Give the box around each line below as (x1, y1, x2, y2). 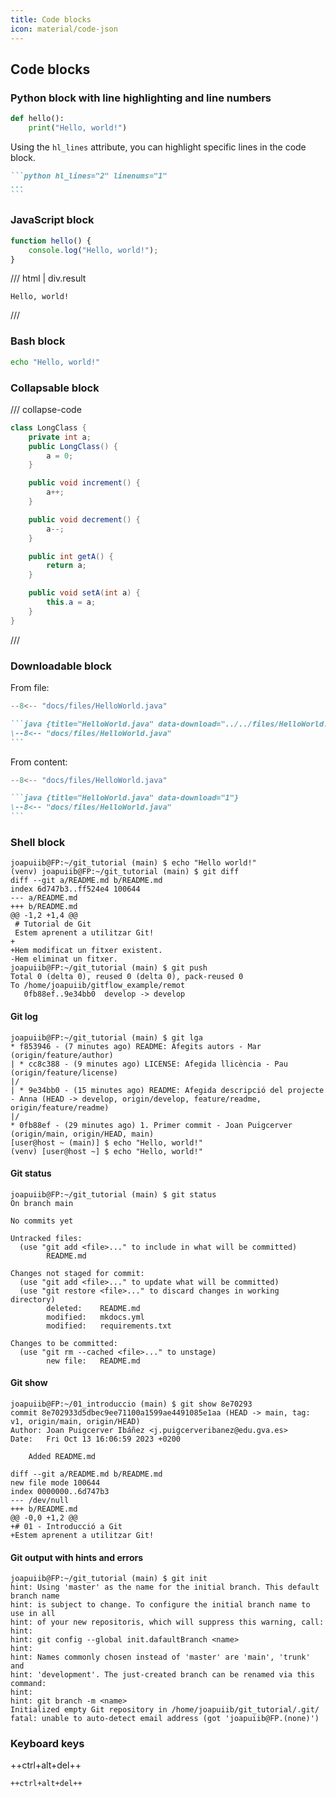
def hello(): (10, 114, 65, 124)
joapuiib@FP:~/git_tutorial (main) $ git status (10, 1189, 217, 1200)
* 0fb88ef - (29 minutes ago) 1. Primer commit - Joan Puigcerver (10, 1120, 293, 1130)
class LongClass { (10, 422, 87, 433)
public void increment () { (28, 478, 141, 488)
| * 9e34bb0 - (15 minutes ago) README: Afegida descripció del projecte (10, 1085, 325, 1095)
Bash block (10, 334, 66, 348)
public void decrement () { (28, 514, 141, 525)
